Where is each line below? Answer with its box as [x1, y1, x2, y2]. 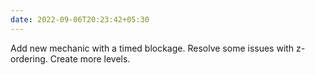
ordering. [10, 52, 48, 65]
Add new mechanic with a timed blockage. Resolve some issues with [10, 42, 295, 54]
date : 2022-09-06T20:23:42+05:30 [10, 14, 150, 25]
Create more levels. [49, 52, 131, 65]
